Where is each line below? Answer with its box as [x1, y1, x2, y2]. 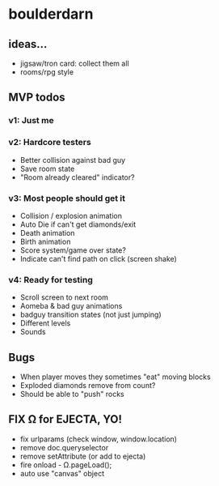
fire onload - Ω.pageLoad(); [19, 459, 112, 470]
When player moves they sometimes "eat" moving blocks [19, 372, 212, 382]
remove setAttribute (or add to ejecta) [19, 451, 146, 461]
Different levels [19, 318, 71, 328]
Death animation [19, 228, 75, 237]
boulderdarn [8, 5, 94, 23]
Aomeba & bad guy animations [19, 301, 123, 311]
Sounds [19, 327, 46, 337]
